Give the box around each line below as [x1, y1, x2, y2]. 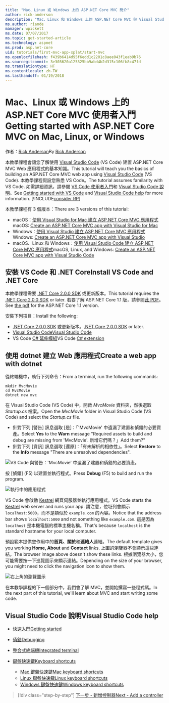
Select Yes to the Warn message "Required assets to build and [21, 431, 152, 437]
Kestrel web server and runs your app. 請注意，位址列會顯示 [5, 504, 130, 510]
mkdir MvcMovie [5, 384, 37, 389]
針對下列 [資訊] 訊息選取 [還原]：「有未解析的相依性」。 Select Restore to [12, 444, 161, 450]
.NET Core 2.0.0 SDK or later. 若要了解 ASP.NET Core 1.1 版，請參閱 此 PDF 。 [5, 296, 164, 302]
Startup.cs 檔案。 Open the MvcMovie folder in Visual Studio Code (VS [5, 408, 151, 415]
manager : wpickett [5, 26, 44, 31]
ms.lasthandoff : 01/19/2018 [5, 73, 65, 78]
